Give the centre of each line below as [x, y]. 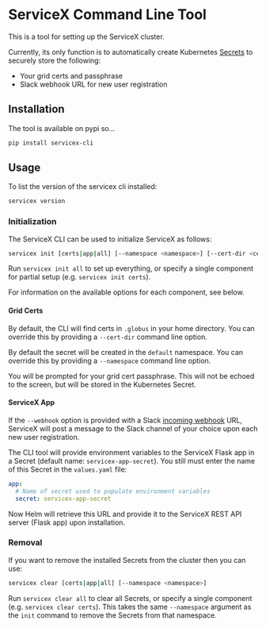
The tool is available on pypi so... [62, 128]
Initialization [32, 222]
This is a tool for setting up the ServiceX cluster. [86, 37]
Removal [25, 543]
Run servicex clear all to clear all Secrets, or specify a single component [130, 598]
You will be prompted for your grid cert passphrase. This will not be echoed [131, 376]
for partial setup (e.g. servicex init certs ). [80, 277]
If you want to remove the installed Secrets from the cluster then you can [127, 560]
